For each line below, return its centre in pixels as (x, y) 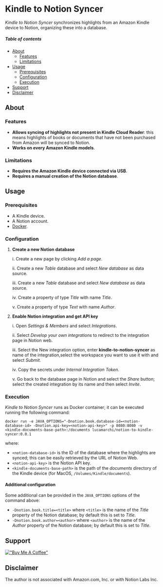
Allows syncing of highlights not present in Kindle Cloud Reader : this (83, 132)
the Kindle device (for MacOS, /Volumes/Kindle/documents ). (72, 474)
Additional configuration (30, 484)
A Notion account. (30, 221)
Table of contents (23, 39)
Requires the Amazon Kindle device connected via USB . (70, 171)
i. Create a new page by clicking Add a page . (57, 258)
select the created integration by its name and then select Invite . (76, 384)
